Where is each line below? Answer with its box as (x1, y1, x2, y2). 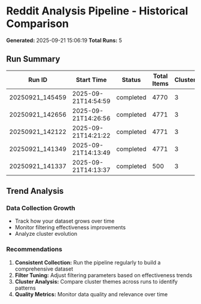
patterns (14, 284, 36, 291)
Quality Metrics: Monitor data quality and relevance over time (14, 290, 168, 297)
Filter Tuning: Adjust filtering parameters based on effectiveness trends (14, 271, 193, 279)
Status (121, 75, 141, 84)
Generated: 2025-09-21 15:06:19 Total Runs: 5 (6, 37, 123, 44)
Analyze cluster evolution (14, 230, 78, 238)
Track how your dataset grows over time (14, 217, 115, 225)
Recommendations (6, 245, 63, 254)
